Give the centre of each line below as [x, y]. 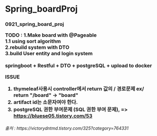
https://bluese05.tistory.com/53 [53, 116]
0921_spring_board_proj [35, 24]
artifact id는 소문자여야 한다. [46, 102]
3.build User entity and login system [49, 54]
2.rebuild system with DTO [37, 47]
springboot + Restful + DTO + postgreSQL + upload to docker [78, 66]
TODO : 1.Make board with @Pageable [51, 35]
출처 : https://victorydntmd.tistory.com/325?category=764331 [67, 128]
